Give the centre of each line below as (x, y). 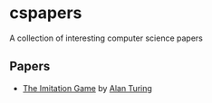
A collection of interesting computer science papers (106, 38)
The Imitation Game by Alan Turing (87, 88)
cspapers (46, 13)
